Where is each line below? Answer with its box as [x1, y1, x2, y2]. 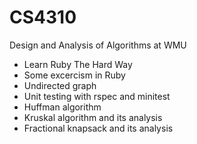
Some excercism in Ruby [23, 69, 126, 81]
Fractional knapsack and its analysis [23, 122, 174, 134]
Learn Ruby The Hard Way [23, 58, 133, 70]
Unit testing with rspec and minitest [23, 90, 171, 102]
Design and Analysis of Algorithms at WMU [9, 39, 187, 51]
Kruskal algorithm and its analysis [23, 111, 163, 123]
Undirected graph [23, 79, 97, 91]
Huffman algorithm [23, 101, 102, 113]
